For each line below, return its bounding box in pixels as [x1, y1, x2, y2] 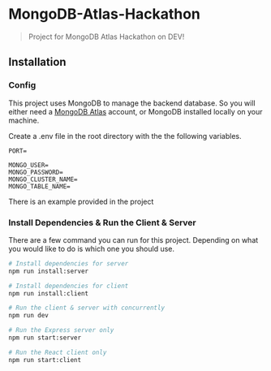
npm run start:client [8, 356, 82, 364]
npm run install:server [8, 267, 89, 275]
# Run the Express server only [8, 326, 114, 334]
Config [8, 80, 37, 91]
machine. [8, 115, 40, 125]
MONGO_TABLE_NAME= [8, 182, 71, 191]
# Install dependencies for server [8, 259, 129, 268]
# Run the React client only [8, 348, 107, 356]
